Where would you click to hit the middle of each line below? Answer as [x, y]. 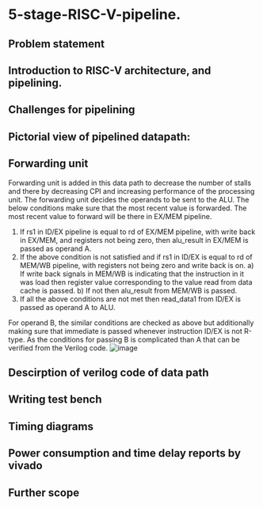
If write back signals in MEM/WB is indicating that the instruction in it [131, 274]
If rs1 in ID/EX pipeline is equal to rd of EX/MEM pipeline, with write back [137, 232]
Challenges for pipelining [72, 110]
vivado [25, 465]
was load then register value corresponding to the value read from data [136, 282]
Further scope [44, 492]
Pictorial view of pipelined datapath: [99, 136]
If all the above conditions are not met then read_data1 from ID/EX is [130, 299]
